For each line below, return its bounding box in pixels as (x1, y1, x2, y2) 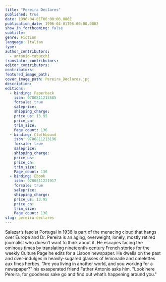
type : (5, 44, 16, 49)
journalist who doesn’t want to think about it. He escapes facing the (5, 240, 143, 245)
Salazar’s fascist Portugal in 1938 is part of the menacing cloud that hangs (5, 229, 157, 235)
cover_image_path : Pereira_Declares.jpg (5, 77, 90, 82)
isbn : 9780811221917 (14, 179, 56, 184)
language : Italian (5, 40, 43, 45)
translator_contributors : (5, 58, 58, 63)
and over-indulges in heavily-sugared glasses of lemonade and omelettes (5, 256, 156, 261)
